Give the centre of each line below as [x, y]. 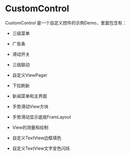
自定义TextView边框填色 [37, 138]
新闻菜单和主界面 [30, 96]
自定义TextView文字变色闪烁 [41, 148]
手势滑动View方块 [30, 106]
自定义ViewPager [30, 75]
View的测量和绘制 [30, 127]
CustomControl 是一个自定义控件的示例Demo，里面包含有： [66, 23]
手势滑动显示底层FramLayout [42, 117]
